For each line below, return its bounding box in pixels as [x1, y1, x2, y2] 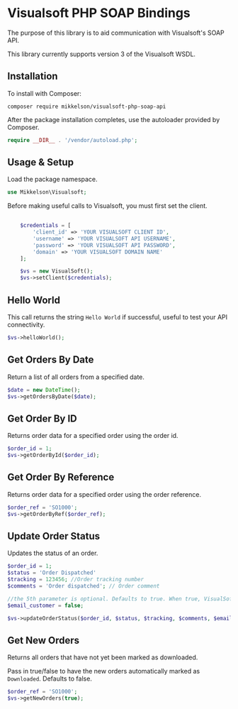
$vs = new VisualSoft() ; [20, 268, 93, 275]
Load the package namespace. [7, 175, 98, 184]
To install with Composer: [7, 89, 81, 97]
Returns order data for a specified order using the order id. [7, 432, 178, 440]
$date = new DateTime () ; [7, 386, 81, 393]
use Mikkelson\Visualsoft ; [7, 189, 87, 196]
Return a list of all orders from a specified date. [7, 373, 145, 381]
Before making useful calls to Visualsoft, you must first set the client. [7, 202, 208, 210]
